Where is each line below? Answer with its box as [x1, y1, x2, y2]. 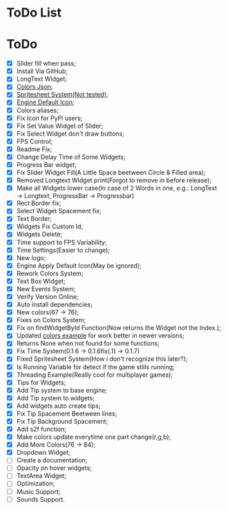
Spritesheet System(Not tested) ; [16, 90, 108, 99]
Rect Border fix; [16, 199, 61, 208]
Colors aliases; [16, 106, 59, 115]
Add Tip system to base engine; [16, 386, 108, 394]
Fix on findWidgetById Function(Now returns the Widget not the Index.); [16, 324, 222, 332]
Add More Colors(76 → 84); [16, 440, 96, 449]
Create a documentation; [16, 456, 88, 464]
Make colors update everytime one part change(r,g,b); [16, 433, 171, 441]
